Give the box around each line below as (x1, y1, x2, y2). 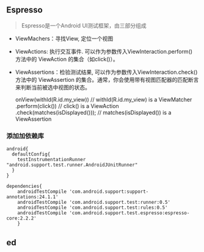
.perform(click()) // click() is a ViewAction (15, 102, 119, 109)
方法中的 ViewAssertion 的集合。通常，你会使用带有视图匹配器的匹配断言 (15, 76, 199, 83)
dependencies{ (6, 183, 43, 190)
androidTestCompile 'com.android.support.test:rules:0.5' (17, 204, 168, 211)
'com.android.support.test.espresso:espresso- (69, 210, 190, 216)
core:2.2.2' (6, 215, 37, 221)
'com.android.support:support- (69, 189, 149, 195)
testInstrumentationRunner (17, 157, 86, 163)
